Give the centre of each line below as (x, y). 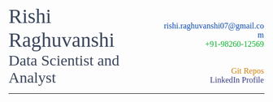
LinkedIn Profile (237, 80)
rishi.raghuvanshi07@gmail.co (214, 26)
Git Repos (247, 71)
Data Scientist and (64, 60)
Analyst (32, 77)
